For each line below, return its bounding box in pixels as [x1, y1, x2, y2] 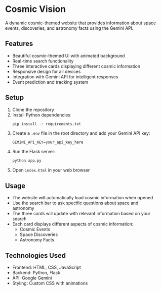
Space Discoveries [19, 232, 58, 237]
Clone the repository [12, 107, 54, 113]
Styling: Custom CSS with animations [12, 280, 88, 286]
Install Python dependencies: [12, 112, 72, 117]
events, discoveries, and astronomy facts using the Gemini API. [5, 25, 134, 31]
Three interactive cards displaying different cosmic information [12, 63, 141, 69]
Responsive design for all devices [12, 68, 81, 74]
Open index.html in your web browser [12, 167, 90, 173]
